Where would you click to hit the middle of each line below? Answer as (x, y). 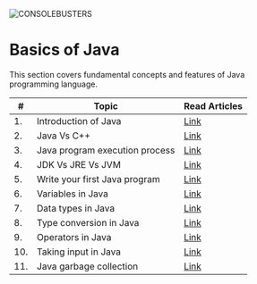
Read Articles (213, 105)
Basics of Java (64, 50)
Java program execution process (106, 150)
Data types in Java (76, 208)
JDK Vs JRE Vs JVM (79, 164)
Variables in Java (73, 194)
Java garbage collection (88, 266)
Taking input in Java (79, 252)
